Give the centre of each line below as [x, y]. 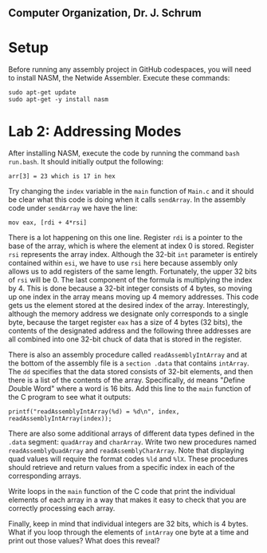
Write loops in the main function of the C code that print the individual [122, 492]
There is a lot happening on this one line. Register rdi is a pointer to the [126, 238]
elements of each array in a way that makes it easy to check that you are [128, 500]
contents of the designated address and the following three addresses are [130, 331]
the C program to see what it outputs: [70, 397]
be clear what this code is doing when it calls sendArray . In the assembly [127, 199]
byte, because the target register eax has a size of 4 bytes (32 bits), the [126, 322]
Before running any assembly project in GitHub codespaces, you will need [130, 69]
